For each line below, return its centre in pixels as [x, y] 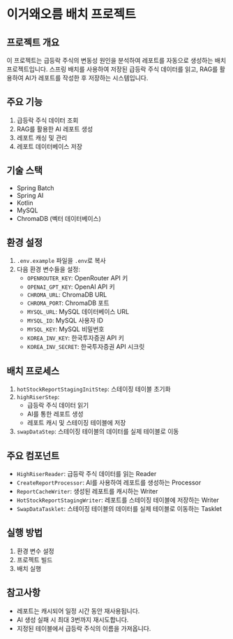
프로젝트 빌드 [35, 559]
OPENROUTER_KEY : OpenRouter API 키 [77, 278]
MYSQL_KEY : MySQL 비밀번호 [66, 329]
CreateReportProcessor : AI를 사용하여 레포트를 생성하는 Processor [109, 482]
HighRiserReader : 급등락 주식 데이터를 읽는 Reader [87, 474]
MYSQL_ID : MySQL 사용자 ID [65, 321]
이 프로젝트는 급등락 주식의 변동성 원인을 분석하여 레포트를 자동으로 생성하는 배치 [116, 60]
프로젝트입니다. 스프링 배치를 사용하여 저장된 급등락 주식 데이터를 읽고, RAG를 [112, 69]
